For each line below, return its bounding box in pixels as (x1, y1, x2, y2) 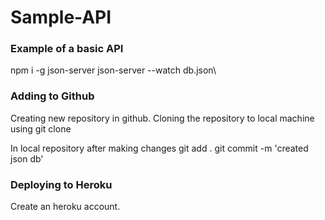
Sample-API (10, 6, 112, 29)
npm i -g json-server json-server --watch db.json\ (10, 64, 217, 76)
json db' (10, 152, 44, 165)
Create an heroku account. (10, 201, 121, 213)
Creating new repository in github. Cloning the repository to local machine (10, 112, 315, 124)
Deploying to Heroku (10, 177, 113, 191)
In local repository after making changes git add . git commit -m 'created (10, 142, 309, 154)
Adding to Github (10, 89, 95, 103)
